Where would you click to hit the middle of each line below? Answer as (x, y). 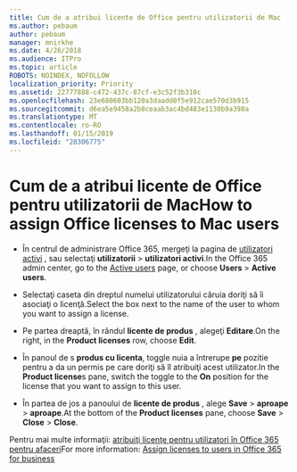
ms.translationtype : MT (54, 117)
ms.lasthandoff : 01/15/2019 (62, 134)
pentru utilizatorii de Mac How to (131, 205)
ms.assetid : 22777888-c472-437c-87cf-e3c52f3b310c (105, 92)
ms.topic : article (43, 68)
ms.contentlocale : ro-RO (55, 126)
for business (32, 458)
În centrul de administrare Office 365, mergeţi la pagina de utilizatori (148, 248)
